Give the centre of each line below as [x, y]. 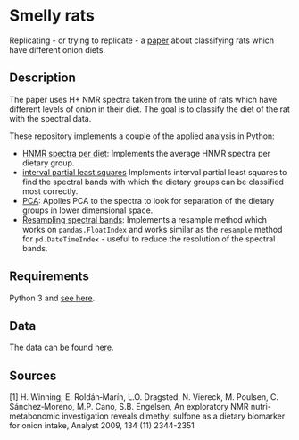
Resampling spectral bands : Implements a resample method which [145, 219]
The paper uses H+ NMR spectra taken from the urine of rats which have [143, 99]
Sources [33, 375]
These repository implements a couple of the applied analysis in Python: [142, 136]
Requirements [49, 277]
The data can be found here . [62, 347]
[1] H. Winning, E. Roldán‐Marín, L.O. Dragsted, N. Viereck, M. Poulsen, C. [144, 397]
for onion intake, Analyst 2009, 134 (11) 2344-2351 [102, 426]
